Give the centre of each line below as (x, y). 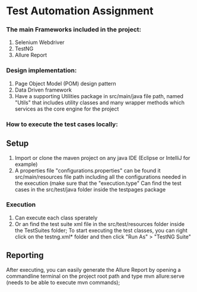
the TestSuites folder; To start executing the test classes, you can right (101, 230)
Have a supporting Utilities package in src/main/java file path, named (99, 96)
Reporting (25, 255)
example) (26, 164)
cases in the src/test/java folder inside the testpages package (90, 189)
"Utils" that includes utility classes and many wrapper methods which (100, 102)
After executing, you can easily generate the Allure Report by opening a (93, 269)
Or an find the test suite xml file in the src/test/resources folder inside (100, 224)
